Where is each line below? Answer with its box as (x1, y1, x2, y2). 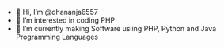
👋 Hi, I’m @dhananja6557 (15, 8, 99, 16)
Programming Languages (15, 32, 99, 41)
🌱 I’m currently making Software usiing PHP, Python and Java (15, 24, 217, 33)
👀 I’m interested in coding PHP (15, 16, 116, 25)
